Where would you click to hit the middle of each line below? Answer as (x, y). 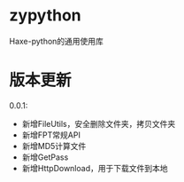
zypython (45, 16)
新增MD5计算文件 (54, 146)
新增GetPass (45, 157)
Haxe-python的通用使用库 (57, 41)
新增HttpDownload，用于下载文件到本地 (95, 168)
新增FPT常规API (51, 135)
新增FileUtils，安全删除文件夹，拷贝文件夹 (99, 123)
